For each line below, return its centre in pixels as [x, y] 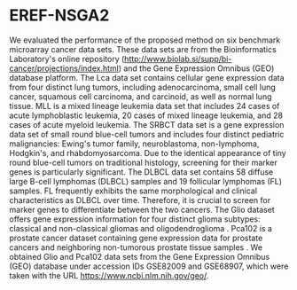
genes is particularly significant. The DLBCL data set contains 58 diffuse [141, 172]
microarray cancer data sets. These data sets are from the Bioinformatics [143, 49]
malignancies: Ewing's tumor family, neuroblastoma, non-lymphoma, [134, 144]
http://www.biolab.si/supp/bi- [178, 59]
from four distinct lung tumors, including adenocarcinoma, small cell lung [143, 87]
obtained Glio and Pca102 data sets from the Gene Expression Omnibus [140, 256]
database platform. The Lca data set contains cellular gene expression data [147, 77]
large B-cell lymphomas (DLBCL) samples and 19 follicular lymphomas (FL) [145, 181]
